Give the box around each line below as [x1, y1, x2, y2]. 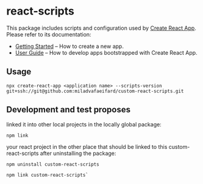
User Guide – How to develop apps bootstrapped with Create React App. [15, 49, 198, 56]
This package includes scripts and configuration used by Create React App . [6, 24, 196, 32]
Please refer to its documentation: [6, 30, 91, 38]
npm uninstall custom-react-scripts [6, 161, 99, 168]
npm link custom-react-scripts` [6, 172, 88, 178]
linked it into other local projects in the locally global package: [6, 120, 162, 128]
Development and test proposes [6, 104, 131, 115]
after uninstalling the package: [40, 149, 116, 157]
